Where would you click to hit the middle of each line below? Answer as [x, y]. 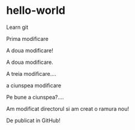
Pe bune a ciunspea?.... [35, 97]
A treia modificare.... [31, 73]
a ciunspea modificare [34, 85]
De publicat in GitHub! [34, 120]
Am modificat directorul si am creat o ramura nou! [67, 108]
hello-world [36, 11]
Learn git [17, 27]
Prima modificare [28, 39]
